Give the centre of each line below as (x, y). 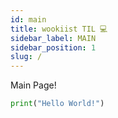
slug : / (26, 57)
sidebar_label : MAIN (53, 38)
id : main (28, 19)
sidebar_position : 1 (53, 47)
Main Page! (33, 85)
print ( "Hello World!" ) (57, 104)
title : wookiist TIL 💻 (59, 29)
